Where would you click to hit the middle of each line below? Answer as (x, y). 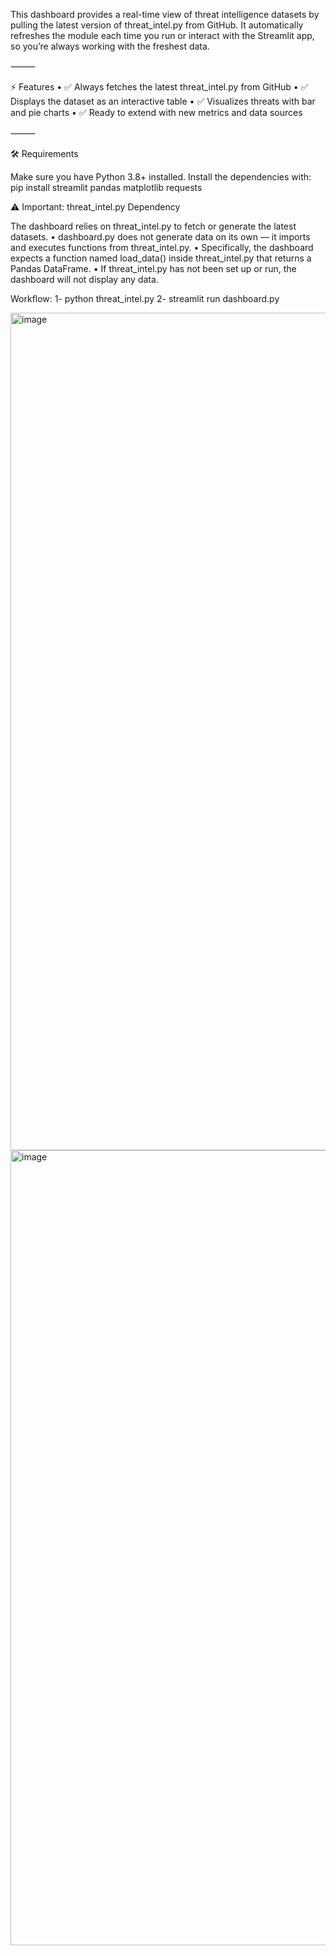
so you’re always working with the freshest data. (110, 46)
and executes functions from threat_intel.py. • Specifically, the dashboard (162, 247)
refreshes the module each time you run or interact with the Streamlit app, (162, 35)
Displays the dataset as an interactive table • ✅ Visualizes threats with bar (163, 101)
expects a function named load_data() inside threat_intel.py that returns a (161, 258)
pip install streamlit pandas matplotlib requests (106, 187)
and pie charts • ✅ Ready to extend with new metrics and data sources (156, 112)
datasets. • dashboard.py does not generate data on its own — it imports (160, 237)
